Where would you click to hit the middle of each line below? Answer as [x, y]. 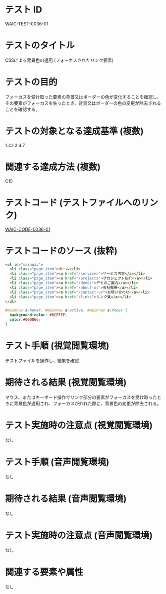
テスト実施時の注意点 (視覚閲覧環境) [79, 425]
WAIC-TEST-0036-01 [27, 24]
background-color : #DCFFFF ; [39, 315]
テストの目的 [31, 82]
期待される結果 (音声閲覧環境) [66, 499]
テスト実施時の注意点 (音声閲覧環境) [79, 535]
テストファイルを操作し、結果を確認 [42, 360]
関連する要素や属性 [44, 572]
